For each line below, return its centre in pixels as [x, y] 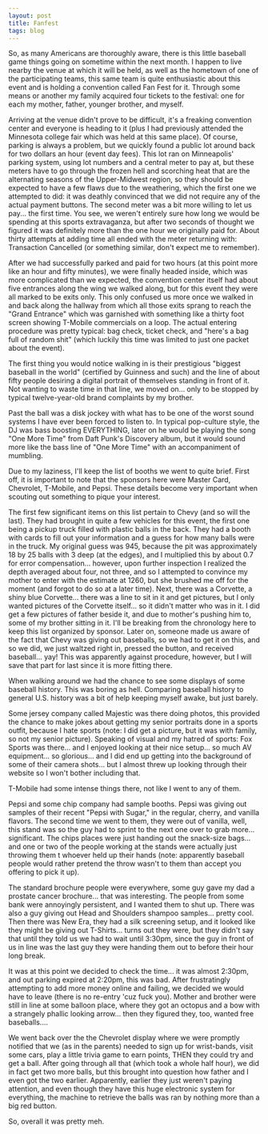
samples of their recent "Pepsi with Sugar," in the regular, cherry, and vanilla [134, 813]
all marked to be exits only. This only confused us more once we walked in [131, 297]
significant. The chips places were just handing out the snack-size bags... [130, 838]
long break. [27, 956]
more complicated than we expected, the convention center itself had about [133, 280]
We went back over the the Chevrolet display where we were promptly [124, 1038]
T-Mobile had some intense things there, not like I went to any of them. [125, 789]
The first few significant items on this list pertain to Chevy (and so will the [129, 513]
